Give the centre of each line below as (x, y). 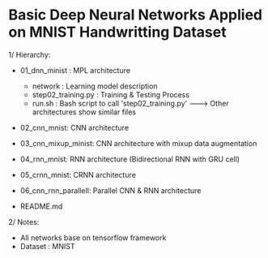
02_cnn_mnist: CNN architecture (74, 127)
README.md (41, 206)
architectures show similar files (84, 112)
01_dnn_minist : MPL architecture (75, 70)
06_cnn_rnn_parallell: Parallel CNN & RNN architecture (111, 190)
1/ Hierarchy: (30, 54)
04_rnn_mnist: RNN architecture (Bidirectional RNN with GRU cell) (130, 159)
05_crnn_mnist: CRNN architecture (78, 174)
